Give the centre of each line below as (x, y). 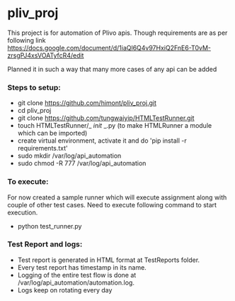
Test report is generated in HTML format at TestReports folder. (109, 260)
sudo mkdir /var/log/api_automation (69, 156)
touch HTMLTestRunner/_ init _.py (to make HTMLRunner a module (115, 126)
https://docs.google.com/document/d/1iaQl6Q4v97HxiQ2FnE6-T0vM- (109, 48)
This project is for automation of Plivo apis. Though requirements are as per (117, 33)
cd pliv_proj (34, 111)
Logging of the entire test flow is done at (77, 275)
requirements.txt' (43, 148)
